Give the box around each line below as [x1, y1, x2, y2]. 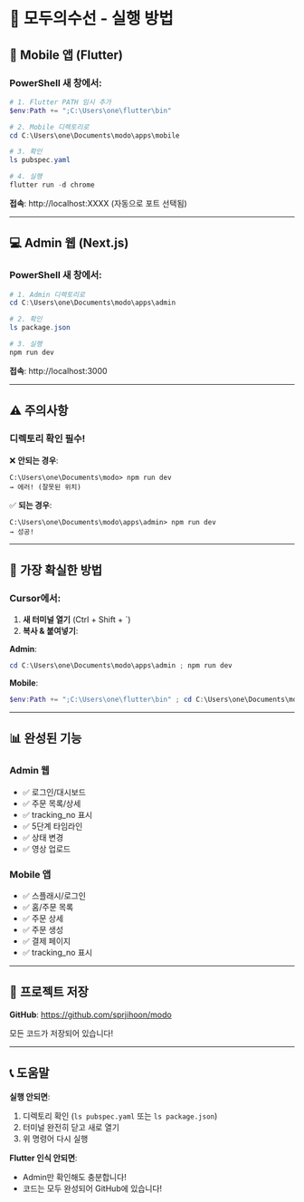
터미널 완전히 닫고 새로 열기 [22, 1121, 120, 1132]
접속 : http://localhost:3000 [9, 365, 108, 376]
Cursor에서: [9, 591, 62, 604]
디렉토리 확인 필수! [9, 432, 86, 445]
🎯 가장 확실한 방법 [9, 563, 102, 578]
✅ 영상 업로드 [22, 843, 71, 854]
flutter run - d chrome [9, 180, 95, 189]
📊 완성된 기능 [9, 731, 82, 746]
